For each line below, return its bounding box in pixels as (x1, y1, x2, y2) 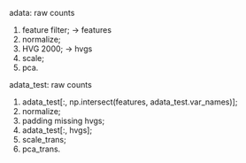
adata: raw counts (9, 8, 75, 18)
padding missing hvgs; (21, 115, 105, 126)
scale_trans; (21, 135, 66, 144)
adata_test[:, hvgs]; (21, 125, 93, 136)
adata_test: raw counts (9, 80, 93, 89)
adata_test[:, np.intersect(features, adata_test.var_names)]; (21, 97, 238, 107)
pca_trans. (21, 144, 61, 154)
